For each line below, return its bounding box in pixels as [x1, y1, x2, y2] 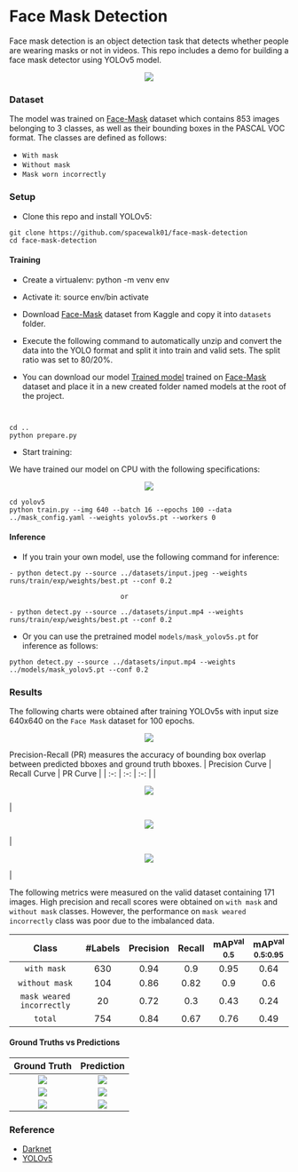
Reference [9, 1123, 55, 1136]
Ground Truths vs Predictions [9, 1037, 121, 1048]
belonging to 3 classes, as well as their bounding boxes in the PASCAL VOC [9, 123, 286, 134]
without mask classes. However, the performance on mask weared [9, 906, 247, 917]
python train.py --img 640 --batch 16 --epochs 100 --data [9, 505, 232, 514]
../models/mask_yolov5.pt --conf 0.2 [9, 665, 149, 674]
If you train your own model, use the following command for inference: [21, 551, 279, 562]
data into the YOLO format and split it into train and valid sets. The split [21, 345, 281, 355]
